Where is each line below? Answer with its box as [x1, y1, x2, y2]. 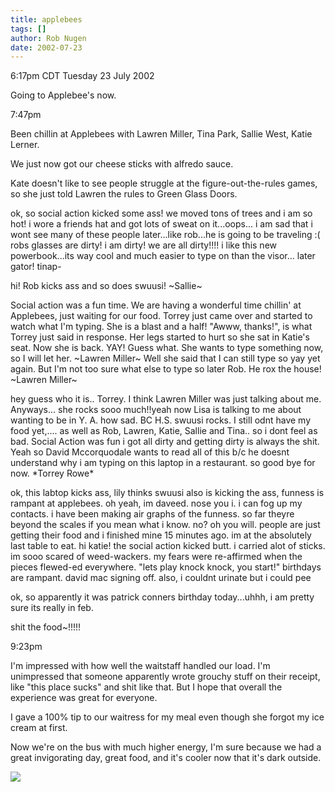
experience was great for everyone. [10, 692, 158, 704]
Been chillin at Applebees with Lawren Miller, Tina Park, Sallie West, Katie [10, 128, 313, 140]
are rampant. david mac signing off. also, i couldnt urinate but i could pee [10, 572, 312, 584]
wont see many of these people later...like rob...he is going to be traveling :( [10, 229, 321, 241]
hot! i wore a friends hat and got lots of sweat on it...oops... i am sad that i [10, 218, 313, 230]
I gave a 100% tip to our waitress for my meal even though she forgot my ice [10, 711, 325, 723]
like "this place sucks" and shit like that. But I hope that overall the [10, 681, 283, 693]
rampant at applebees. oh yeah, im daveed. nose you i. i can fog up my [10, 497, 303, 510]
